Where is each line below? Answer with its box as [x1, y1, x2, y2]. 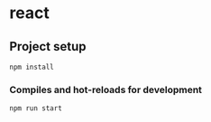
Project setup [9, 39, 87, 54]
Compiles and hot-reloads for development [9, 83, 203, 96]
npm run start [9, 104, 63, 113]
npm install [9, 62, 54, 71]
